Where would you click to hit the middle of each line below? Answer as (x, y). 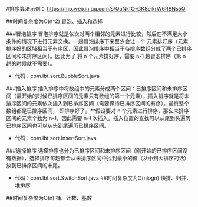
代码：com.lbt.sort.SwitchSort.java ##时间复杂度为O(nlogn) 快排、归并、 (103, 178)
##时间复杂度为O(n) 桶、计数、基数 (49, 198)
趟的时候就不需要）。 (31, 63)
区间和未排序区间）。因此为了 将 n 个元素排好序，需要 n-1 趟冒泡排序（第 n (96, 56)
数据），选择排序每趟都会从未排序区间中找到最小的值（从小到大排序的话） (100, 158)
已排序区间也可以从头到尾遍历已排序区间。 (58, 125)
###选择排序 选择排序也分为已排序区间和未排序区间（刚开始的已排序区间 (94, 151)
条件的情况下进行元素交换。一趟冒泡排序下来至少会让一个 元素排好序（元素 (97, 41)
